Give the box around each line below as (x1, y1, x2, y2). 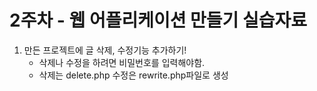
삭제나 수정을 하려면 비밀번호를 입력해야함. (38, 56, 206, 68)
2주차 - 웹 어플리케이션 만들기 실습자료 (9, 9, 308, 32)
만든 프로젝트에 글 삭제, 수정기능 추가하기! (23, 44, 187, 56)
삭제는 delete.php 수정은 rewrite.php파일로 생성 (38, 69, 229, 81)
